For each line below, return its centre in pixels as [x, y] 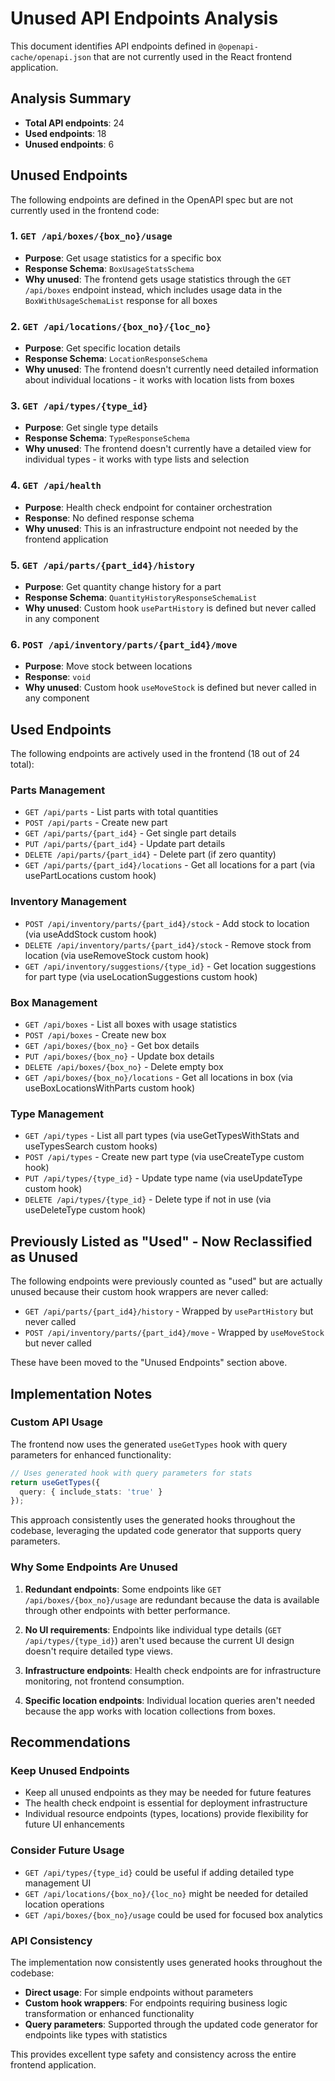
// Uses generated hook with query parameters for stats [131, 1473]
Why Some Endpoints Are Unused [94, 1567]
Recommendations [70, 1742]
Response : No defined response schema [109, 518]
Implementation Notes [81, 1393]
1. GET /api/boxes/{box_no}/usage [91, 236]
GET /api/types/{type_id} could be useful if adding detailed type [159, 1872]
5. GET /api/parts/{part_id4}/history [102, 565]
